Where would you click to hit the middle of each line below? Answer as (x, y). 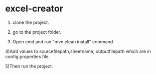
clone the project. (31, 22)
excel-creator (34, 9)
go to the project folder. (37, 32)
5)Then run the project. (29, 66)
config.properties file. (28, 56)
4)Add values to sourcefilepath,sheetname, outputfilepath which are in (78, 51)
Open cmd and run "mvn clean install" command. (63, 41)
